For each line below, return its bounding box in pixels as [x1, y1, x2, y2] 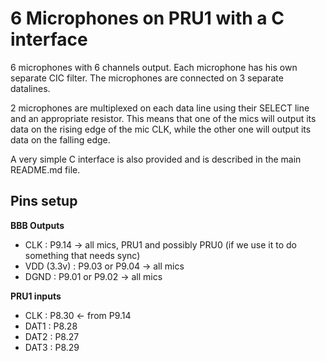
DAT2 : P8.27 [24, 330, 80, 342]
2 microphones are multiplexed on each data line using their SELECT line [10, 102, 310, 114]
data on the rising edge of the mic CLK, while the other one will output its [10, 123, 312, 135]
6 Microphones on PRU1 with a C [10, 7, 285, 30]
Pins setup [10, 193, 78, 210]
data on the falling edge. [10, 133, 111, 146]
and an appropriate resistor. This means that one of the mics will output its [10, 112, 317, 124]
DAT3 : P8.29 [24, 341, 80, 353]
